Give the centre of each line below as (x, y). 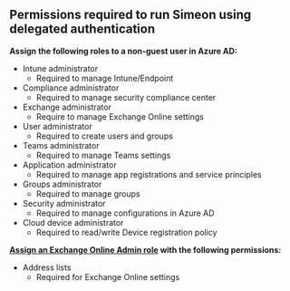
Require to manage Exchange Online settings (120, 116)
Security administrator (64, 203)
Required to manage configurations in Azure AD (125, 213)
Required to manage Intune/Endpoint (105, 78)
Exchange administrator (67, 107)
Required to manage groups (88, 193)
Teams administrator (61, 145)
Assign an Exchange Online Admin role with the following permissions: (145, 249)
